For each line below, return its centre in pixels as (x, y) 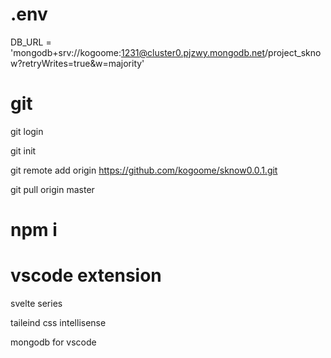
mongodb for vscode (53, 342)
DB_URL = (31, 42)
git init (23, 150)
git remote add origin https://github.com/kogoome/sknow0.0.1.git (144, 170)
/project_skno (293, 52)
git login (27, 131)
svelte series (36, 303)
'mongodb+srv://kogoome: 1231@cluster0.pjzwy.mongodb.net (138, 52)
